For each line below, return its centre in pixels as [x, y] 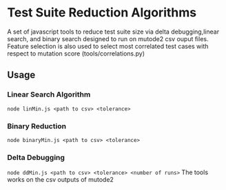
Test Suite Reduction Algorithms [102, 13]
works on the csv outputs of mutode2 [60, 180]
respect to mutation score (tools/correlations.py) [76, 54]
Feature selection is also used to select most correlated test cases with [108, 46]
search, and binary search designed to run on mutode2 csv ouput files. [108, 38]
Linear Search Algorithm [49, 95]
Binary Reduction [37, 126]
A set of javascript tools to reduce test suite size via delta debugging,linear [113, 32]
